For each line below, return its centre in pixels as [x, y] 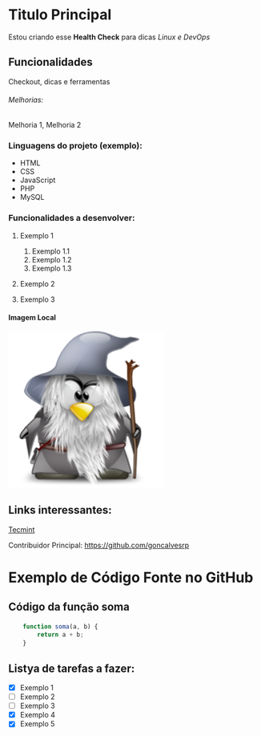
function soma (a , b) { [60, 626]
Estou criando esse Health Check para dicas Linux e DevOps [109, 37]
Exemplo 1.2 [52, 259]
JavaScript [38, 180]
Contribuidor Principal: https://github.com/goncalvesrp [99, 545]
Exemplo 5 [37, 724]
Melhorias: [26, 100]
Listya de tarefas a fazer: [72, 668]
